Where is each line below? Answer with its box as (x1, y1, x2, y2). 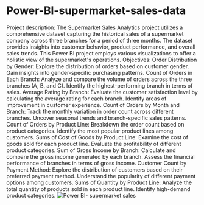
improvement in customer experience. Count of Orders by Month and (6, 101, 180, 108)
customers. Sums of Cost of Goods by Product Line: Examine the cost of (6, 133, 189, 141)
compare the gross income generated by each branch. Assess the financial (6, 153, 195, 160)
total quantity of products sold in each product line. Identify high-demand (6, 185, 191, 192)
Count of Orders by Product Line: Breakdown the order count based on (6, 120, 185, 128)
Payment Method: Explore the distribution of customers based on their (6, 165, 183, 173)
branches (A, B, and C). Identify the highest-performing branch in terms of (6, 82, 193, 89)
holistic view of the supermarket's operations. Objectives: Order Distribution (6, 56, 197, 63)
